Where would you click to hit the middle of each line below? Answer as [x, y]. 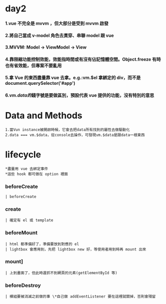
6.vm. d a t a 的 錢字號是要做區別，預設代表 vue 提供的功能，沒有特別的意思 [80, 95]
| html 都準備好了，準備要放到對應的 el [42, 244]
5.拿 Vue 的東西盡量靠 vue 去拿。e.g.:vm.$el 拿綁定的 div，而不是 [73, 78]
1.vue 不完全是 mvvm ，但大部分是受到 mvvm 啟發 [57, 23]
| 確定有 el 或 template [29, 220]
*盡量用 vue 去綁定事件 [27, 169]
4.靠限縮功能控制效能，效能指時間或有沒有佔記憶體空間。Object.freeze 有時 [83, 59]
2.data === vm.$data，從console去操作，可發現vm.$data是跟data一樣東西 [75, 135]
